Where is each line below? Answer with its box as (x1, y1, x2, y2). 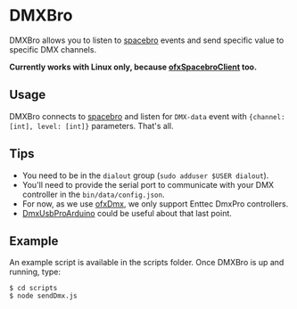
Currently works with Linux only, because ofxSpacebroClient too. (9, 61, 257, 72)
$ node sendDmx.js (9, 291, 78, 301)
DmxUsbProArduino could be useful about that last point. (21, 207, 232, 218)
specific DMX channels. (9, 44, 96, 54)
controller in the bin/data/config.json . (21, 189, 165, 199)
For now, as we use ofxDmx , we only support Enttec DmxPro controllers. (21, 198, 289, 209)
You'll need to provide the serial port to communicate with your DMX (21, 179, 275, 190)
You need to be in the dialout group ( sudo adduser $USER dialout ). (21, 170, 269, 181)
